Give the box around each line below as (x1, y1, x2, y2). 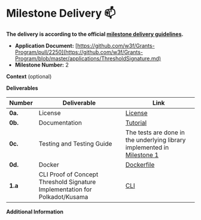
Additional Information (6, 208, 64, 215)
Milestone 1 (125, 150, 159, 159)
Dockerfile (125, 160, 155, 168)
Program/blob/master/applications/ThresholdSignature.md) (14, 55, 162, 62)
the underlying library (125, 135, 186, 144)
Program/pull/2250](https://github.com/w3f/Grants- (14, 48, 144, 56)
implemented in (125, 143, 169, 152)
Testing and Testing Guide (38, 139, 112, 147)
